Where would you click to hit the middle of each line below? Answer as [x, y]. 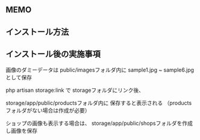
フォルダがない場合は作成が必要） [48, 110]
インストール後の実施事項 [53, 54]
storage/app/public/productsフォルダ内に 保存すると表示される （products [99, 103]
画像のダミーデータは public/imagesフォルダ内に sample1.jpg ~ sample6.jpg [100, 70]
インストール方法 [37, 32]
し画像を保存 [21, 130]
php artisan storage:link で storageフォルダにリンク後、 [75, 90]
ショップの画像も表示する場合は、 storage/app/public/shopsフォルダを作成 [99, 123]
